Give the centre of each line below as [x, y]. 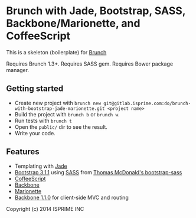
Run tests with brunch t [43, 121]
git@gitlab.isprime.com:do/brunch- [147, 103]
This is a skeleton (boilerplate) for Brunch [56, 52]
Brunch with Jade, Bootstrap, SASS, [96, 11]
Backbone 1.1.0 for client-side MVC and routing [71, 197]
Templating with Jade [41, 166]
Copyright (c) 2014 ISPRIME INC [45, 209]
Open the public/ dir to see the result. [61, 127]
